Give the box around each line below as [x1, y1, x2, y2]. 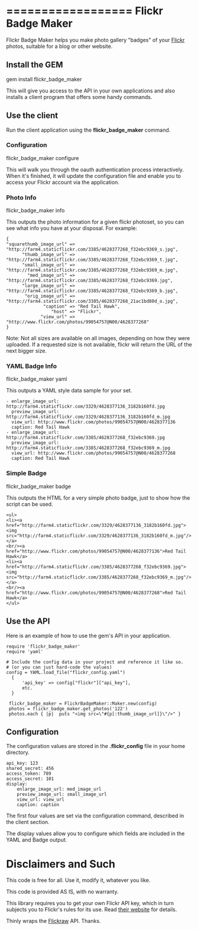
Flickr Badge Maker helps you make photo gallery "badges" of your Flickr [6, 36, 185, 43]
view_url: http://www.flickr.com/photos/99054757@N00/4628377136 [11, 419, 176, 425]
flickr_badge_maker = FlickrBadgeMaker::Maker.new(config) [8, 701, 158, 707]
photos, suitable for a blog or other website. [6, 43, 113, 50]
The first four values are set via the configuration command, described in [6, 812, 184, 819]
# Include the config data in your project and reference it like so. [6, 659, 184, 665]
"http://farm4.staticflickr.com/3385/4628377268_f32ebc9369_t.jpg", [6, 257, 178, 263]
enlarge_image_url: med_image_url [17, 787, 102, 792]
